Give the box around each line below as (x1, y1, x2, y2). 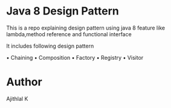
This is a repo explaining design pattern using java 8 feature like (6, 24, 165, 31)
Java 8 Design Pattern (6, 4, 120, 18)
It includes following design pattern (6, 42, 94, 49)
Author (6, 75, 42, 89)
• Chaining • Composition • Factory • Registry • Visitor (6, 54, 144, 61)
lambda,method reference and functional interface (6, 30, 132, 37)
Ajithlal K (6, 95, 28, 102)
